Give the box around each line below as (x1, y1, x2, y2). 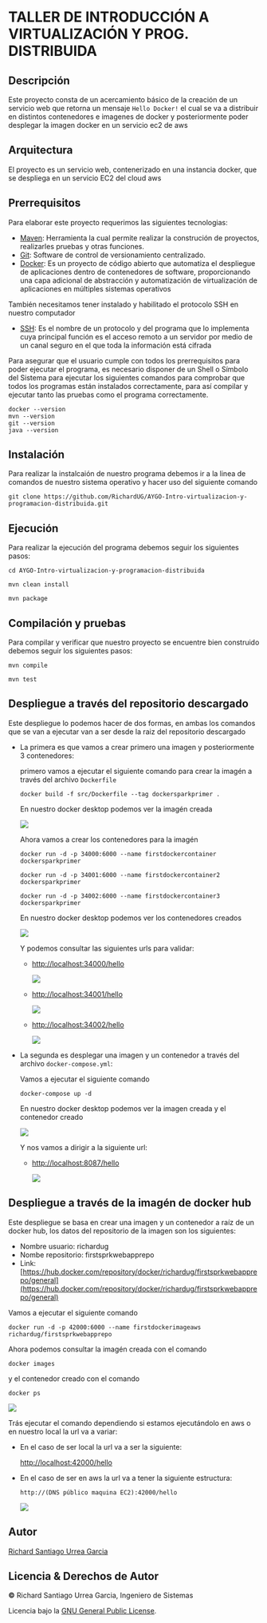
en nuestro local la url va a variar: (8, 1427, 118, 1436)
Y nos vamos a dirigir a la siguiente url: (19, 1142, 147, 1152)
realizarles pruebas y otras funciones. (19, 241, 145, 251)
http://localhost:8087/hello (31, 1158, 120, 1168)
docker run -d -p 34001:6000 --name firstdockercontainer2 (19, 871, 221, 879)
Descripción (8, 73, 70, 87)
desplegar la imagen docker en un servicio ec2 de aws (8, 121, 189, 129)
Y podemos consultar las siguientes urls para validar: (19, 943, 194, 953)
